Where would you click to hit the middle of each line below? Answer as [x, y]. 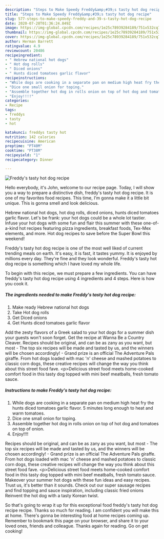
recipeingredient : [24, 55]
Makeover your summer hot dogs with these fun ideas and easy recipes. [78, 480]
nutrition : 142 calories [30, 137]
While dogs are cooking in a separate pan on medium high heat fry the [83, 403]
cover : [12, 37]
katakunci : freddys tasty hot [36, 132]
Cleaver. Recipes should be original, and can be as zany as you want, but [79, 343]
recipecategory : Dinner [29, 160]
